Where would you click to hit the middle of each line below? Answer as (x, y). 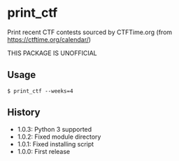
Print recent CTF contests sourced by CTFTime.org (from (90, 32)
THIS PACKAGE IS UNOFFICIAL (52, 53)
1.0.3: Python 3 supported (55, 129)
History (24, 113)
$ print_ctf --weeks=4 (40, 91)
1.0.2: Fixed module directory (59, 137)
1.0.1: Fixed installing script (56, 144)
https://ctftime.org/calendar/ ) (49, 39)
